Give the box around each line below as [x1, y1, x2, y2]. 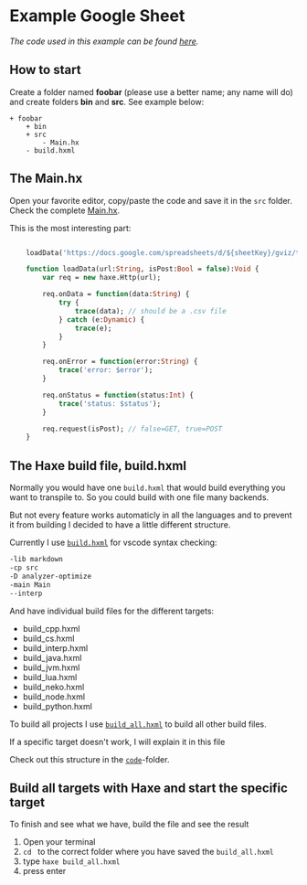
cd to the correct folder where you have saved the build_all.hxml [22, 847, 274, 858]
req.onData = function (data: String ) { [42, 290, 190, 299]
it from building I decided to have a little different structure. [9, 519, 231, 530]
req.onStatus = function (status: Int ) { [42, 390, 195, 400]
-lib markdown [9, 555, 64, 564]
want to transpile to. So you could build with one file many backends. [9, 492, 270, 503]
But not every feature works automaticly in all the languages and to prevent [9, 509, 292, 521]
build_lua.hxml [22, 671, 78, 682]
